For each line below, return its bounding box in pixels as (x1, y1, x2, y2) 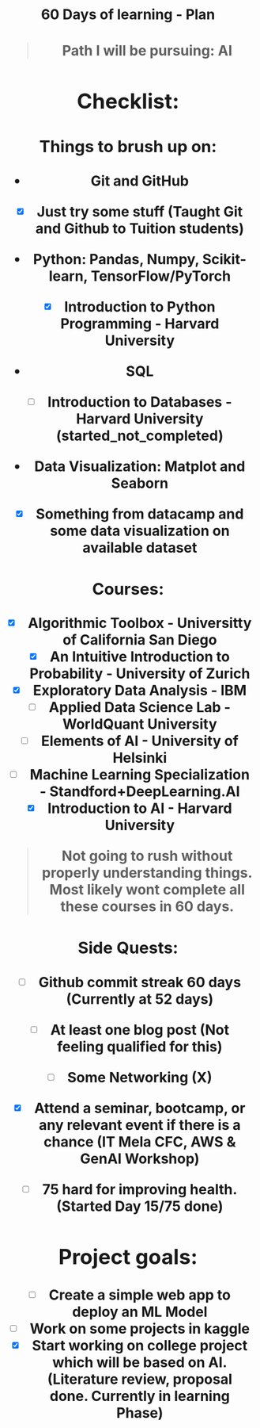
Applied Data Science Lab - (48, 699, 231, 717)
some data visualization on (49, 522, 230, 540)
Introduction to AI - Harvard (47, 799, 232, 817)
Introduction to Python (63, 297, 216, 316)
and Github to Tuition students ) (35, 220, 244, 237)
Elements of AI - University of (41, 732, 239, 750)
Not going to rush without (61, 847, 233, 865)
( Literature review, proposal (47, 1370, 232, 1388)
